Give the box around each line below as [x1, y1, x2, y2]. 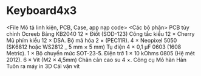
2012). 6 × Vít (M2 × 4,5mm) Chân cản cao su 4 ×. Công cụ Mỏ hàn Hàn [6, 56, 187, 63]
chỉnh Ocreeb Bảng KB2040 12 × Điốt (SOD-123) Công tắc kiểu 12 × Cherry [6, 30, 195, 37]
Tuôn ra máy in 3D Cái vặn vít [6, 62, 80, 70]
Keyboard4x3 [6, 4, 77, 18]
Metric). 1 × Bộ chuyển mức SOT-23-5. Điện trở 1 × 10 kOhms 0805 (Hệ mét [6, 49, 196, 57]
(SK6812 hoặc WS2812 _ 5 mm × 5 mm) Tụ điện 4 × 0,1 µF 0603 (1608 [6, 43, 182, 50]
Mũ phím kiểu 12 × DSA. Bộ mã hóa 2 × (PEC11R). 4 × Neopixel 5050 [6, 36, 177, 44]
